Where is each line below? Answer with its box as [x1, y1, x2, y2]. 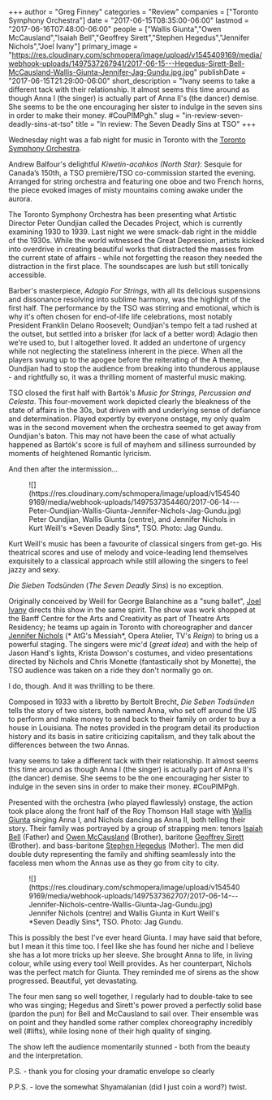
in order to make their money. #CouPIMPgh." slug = [8, 111, 181, 120]
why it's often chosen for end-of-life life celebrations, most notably [8, 312, 233, 321]
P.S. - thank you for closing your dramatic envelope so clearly [8, 1067, 215, 1076]
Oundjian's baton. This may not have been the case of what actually [8, 431, 235, 441]
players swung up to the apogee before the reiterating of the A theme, [8, 355, 243, 364]
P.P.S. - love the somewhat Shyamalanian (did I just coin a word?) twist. [8, 1082, 248, 1092]
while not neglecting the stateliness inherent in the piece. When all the [8, 346, 244, 356]
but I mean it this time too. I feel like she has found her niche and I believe [8, 941, 254, 950]
